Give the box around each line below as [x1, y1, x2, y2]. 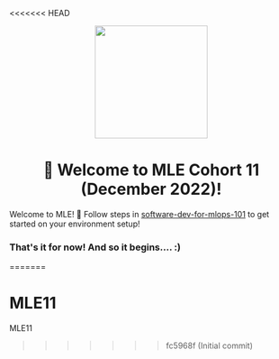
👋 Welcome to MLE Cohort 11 [42, 160, 260, 180]
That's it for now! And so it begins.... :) [9, 241, 182, 253]
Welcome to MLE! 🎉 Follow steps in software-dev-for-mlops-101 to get [9, 208, 270, 219]
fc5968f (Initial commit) [166, 340, 254, 351]
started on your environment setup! [9, 218, 140, 229]
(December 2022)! [80, 179, 222, 199]
